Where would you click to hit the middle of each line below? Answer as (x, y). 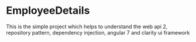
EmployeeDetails (48, 11)
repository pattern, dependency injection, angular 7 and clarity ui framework (98, 32)
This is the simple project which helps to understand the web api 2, (87, 26)
